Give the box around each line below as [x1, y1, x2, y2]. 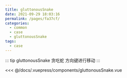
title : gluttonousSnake [5, 7, 54, 12]
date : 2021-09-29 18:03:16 [5, 12, 60, 17]
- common [9, 25, 27, 30]
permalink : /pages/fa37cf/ [5, 16, 60, 21]
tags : [5, 39, 16, 44]
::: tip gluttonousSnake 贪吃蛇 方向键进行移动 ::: [5, 57, 101, 63]
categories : [5, 20, 29, 26]
